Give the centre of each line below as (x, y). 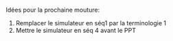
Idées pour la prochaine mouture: (53, 10)
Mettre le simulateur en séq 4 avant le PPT (76, 30)
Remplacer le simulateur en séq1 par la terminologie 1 (91, 23)
